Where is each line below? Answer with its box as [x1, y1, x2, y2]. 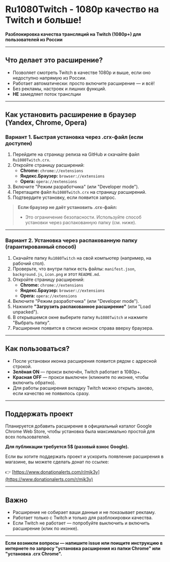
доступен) [5, 140, 32, 147]
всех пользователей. [5, 434, 51, 440]
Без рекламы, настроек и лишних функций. [12, 85, 106, 92]
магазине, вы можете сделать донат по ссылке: [5, 459, 109, 465]
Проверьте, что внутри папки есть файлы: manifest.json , [12, 265, 136, 272]
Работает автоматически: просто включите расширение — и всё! [12, 80, 155, 86]
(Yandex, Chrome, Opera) [5, 118, 88, 127]
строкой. [12, 363, 32, 369]
